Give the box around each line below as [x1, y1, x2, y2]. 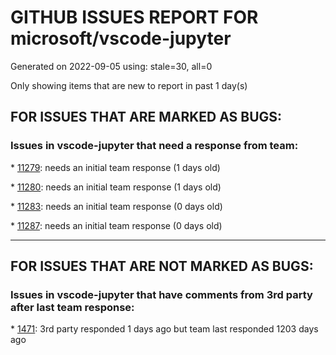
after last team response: [10, 300, 135, 314]
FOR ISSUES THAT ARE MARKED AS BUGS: [10, 109, 283, 126]
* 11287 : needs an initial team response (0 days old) [10, 219, 223, 231]
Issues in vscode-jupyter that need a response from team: [10, 139, 299, 153]
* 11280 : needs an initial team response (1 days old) [10, 181, 222, 193]
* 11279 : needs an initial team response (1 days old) [10, 161, 221, 173]
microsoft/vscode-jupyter [10, 27, 232, 50]
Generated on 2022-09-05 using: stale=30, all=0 [10, 60, 213, 72]
